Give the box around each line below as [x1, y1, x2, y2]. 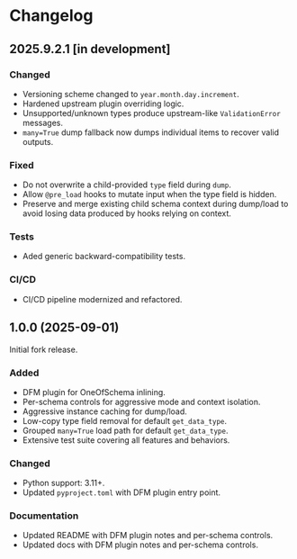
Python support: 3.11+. [22, 478, 105, 489]
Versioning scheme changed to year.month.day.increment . [22, 88, 240, 99]
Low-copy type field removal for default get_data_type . [22, 415, 228, 426]
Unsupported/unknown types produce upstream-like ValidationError [22, 107, 281, 118]
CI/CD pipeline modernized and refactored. [22, 293, 183, 304]
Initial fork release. [9, 344, 78, 355]
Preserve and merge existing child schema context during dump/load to [22, 199, 289, 210]
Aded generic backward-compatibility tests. [22, 251, 186, 262]
